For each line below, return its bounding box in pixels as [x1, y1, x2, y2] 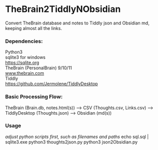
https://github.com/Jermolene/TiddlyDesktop [5, 81, 98, 87]
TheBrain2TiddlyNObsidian [5, 3, 121, 15]
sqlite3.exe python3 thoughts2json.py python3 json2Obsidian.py [5, 139, 138, 145]
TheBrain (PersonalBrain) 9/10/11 [5, 65, 72, 71]
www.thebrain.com [5, 70, 44, 76]
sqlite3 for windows [5, 54, 46, 60]
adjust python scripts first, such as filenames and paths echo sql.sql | [5, 134, 149, 140]
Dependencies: [5, 37, 43, 44]
